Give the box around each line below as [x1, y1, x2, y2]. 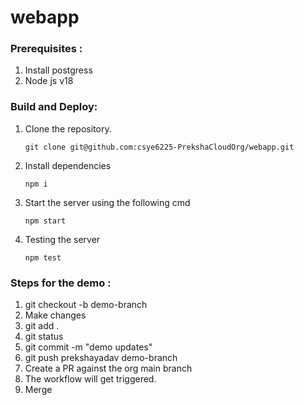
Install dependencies [24, 159, 112, 171]
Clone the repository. [24, 122, 112, 135]
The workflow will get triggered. [24, 373, 157, 385]
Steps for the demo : [10, 276, 112, 290]
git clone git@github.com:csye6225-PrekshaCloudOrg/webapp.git [24, 142, 295, 152]
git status [24, 331, 64, 343]
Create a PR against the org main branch [24, 362, 193, 375]
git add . [24, 320, 60, 332]
